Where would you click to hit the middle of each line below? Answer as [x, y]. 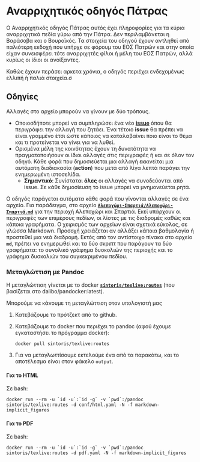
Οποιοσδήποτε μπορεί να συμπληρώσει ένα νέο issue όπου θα [93, 123]
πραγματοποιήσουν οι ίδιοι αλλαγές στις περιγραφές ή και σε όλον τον [105, 155]
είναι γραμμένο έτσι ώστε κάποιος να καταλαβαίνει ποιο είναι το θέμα [103, 136]
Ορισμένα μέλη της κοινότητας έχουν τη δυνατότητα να [85, 148]
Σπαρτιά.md [20, 212]
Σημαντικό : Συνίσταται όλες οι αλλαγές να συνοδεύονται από [103, 180]
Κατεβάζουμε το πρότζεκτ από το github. [66, 315]
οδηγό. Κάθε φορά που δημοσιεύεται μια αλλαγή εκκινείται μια [94, 161]
